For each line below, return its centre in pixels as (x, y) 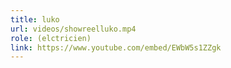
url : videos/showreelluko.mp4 (73, 29)
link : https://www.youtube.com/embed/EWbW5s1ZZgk (116, 47)
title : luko (35, 19)
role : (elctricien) (51, 38)
